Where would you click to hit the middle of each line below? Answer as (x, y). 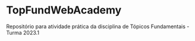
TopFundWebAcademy (64, 10)
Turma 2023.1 (23, 32)
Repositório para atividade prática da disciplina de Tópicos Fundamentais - (98, 26)
